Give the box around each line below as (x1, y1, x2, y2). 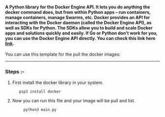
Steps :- (5, 68, 25, 75)
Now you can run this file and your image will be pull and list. (12, 97, 136, 103)
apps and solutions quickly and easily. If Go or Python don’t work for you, (5, 30, 158, 36)
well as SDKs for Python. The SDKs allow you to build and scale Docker (5, 25, 153, 30)
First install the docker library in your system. (12, 79, 104, 86)
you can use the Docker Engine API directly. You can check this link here (5, 35, 156, 41)
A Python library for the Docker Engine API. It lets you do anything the (5, 4, 150, 10)
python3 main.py (23, 107, 56, 112)
